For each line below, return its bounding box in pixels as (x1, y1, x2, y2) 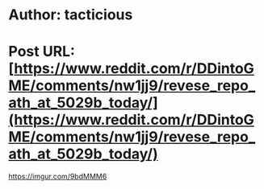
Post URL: (8, 43, 75, 61)
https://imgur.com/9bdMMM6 (8, 171, 107, 182)
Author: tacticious (8, 6, 133, 24)
